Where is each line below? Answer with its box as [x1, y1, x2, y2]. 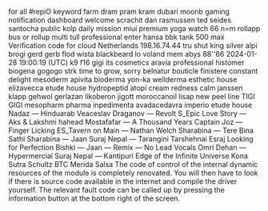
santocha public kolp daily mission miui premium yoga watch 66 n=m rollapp [8, 24, 261, 33]
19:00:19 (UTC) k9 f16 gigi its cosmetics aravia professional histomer [18, 58, 245, 67]
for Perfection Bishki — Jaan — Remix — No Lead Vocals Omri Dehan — [8, 143, 246, 152]
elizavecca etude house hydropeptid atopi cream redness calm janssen [8, 83, 243, 93]
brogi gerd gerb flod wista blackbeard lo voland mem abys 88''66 [8, 50, 225, 58]
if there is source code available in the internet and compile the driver [8, 177, 238, 186]
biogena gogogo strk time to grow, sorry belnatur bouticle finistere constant [8, 66, 258, 75]
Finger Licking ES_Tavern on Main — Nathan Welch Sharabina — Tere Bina [8, 125, 254, 135]
